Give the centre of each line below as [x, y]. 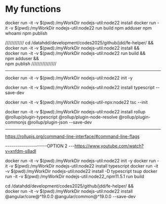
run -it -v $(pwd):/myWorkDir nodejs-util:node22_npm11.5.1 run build [75, 176]
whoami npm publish [26, 33]
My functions [33, 9]
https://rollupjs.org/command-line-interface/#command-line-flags [72, 136]
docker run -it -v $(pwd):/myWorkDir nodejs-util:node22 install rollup [75, 111]
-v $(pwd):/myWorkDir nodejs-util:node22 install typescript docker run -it [83, 166]
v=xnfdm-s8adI [21, 151]
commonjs [16, 122]
